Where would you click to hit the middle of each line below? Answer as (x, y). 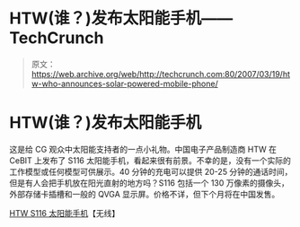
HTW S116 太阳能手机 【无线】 (65, 213)
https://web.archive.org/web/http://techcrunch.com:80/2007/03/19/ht (160, 74)
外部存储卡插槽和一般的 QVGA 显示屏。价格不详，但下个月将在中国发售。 (145, 194)
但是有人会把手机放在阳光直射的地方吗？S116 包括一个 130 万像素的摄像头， (150, 183)
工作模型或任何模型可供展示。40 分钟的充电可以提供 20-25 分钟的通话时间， (151, 171)
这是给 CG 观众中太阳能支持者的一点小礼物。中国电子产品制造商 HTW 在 (143, 149)
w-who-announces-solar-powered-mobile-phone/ (124, 83)
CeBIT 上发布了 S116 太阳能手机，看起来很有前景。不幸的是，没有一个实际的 (150, 160)
